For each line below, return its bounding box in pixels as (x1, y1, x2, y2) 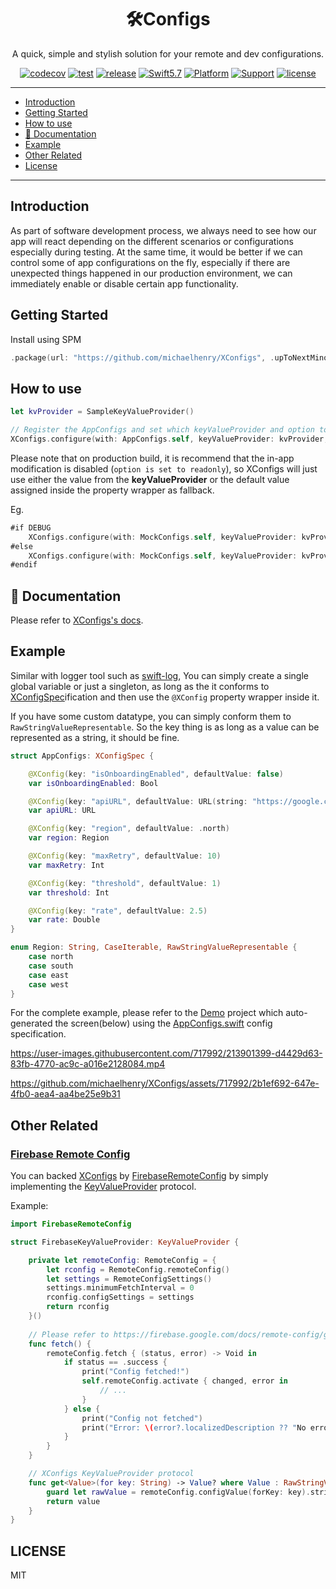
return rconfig (46, 1302, 110, 1312)
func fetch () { (28, 1339, 92, 1349)
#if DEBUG (10, 522, 52, 533)
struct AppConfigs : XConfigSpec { (10, 751, 155, 761)
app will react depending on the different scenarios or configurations (10, 235, 294, 247)
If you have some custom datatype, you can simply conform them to (10, 710, 292, 722)
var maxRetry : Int (28, 860, 105, 870)
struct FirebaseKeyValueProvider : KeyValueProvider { (10, 1237, 240, 1247)
